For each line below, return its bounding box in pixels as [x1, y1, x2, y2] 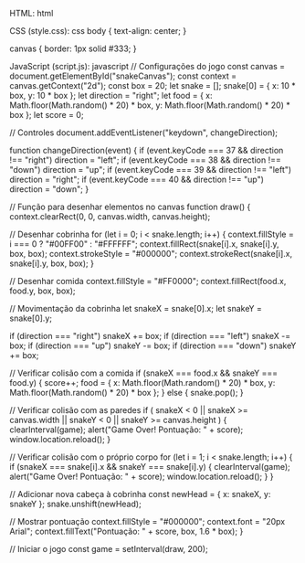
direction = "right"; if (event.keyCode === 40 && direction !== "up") [9, 174, 265, 185]
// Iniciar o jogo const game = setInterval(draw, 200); [9, 544, 208, 554]
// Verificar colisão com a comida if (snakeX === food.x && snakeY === [9, 367, 279, 378]
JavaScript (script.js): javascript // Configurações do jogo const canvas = [9, 61, 286, 71]
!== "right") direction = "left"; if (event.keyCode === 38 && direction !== [9, 154, 281, 165]
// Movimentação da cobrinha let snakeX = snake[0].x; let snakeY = [9, 303, 263, 313]
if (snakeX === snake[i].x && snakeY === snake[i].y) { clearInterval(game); [9, 462, 290, 472]
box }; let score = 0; [9, 110, 84, 120]
